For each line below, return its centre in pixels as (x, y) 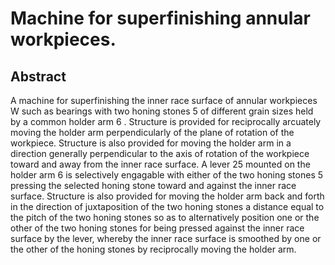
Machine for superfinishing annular (160, 18)
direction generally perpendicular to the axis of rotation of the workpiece (160, 153)
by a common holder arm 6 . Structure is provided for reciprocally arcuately (166, 121)
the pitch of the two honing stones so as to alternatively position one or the (165, 217)
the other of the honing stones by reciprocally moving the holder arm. (153, 249)
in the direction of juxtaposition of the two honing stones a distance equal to (167, 206)
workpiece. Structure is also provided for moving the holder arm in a (151, 143)
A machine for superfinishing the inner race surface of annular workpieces (164, 100)
